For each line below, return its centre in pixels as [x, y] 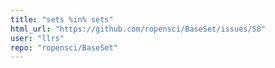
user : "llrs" [37, 38]
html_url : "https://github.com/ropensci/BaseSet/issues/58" [138, 29]
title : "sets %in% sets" [62, 19]
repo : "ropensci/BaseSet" [64, 47]
